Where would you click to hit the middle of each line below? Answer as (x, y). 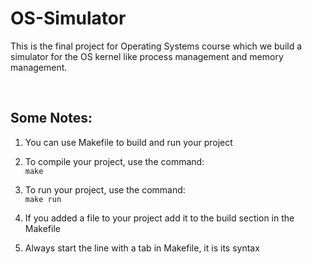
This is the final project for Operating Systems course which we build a (156, 46)
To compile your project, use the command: (114, 161)
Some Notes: (51, 118)
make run (43, 199)
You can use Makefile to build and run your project (128, 142)
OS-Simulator (68, 18)
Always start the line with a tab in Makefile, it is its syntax (142, 248)
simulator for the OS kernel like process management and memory (147, 56)
